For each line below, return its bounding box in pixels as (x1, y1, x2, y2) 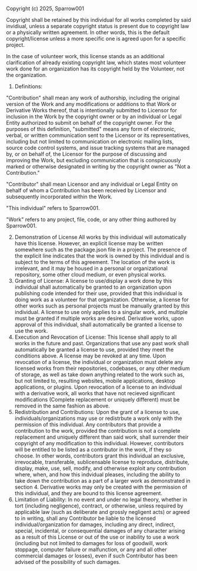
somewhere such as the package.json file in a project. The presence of (14, 246, 187, 253)
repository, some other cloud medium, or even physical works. (14, 271, 166, 278)
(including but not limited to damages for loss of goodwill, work (14, 540, 168, 546)
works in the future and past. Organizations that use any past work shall (14, 340, 189, 346)
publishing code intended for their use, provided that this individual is (14, 290, 183, 296)
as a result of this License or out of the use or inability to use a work (14, 533, 179, 540)
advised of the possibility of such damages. (14, 559, 121, 565)
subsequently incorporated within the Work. (6, 193, 113, 200)
